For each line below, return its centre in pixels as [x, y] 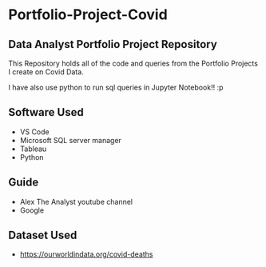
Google [32, 210]
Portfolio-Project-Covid [88, 15]
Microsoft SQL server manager [71, 140]
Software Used [46, 112]
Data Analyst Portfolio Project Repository [113, 44]
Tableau [33, 149]
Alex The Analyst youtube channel [76, 201]
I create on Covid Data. [46, 72]
